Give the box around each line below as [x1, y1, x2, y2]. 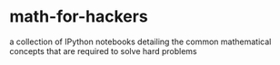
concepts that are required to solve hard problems [9, 45, 197, 56]
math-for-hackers [9, 6, 148, 27]
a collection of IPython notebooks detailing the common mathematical [9, 36, 272, 47]
